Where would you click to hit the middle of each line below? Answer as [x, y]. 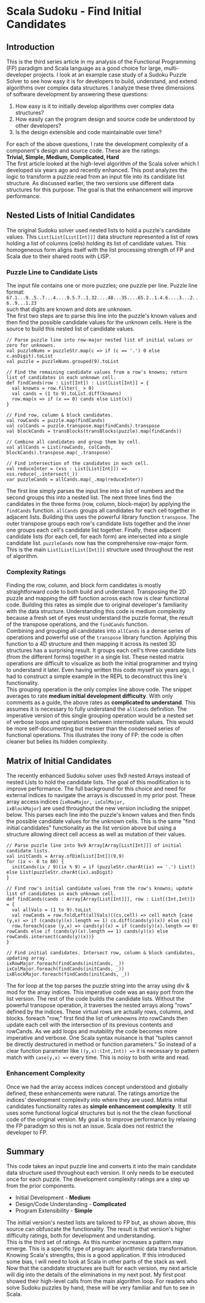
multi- [171, 68]
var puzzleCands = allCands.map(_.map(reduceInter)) [75, 480]
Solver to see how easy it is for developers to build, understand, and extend [102, 81]
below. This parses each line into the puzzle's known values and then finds [101, 815]
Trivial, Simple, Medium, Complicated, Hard [63, 157]
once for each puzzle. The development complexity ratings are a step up [98, 1179]
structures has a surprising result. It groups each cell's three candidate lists [102, 651]
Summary [25, 1151]
